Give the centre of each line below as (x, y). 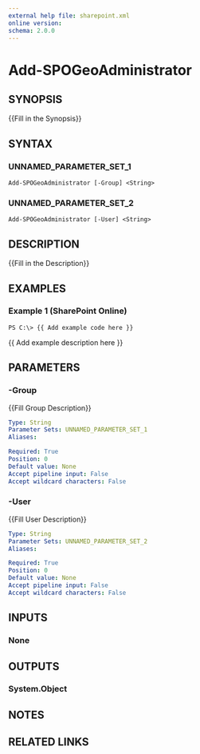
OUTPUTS (34, 667)
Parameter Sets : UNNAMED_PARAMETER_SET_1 (78, 430)
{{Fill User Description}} (48, 519)
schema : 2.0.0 (32, 30)
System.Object (38, 689)
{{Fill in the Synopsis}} (45, 119)
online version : (35, 23)
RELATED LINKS (49, 742)
